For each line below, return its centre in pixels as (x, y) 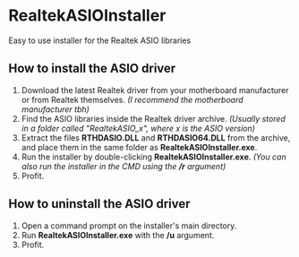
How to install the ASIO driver (92, 69)
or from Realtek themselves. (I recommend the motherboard (132, 99)
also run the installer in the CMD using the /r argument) (124, 166)
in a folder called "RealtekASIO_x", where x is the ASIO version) (138, 128)
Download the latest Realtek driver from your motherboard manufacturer (155, 90)
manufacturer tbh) (56, 109)
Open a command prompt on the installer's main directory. (129, 226)
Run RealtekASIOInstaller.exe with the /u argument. (118, 235)
